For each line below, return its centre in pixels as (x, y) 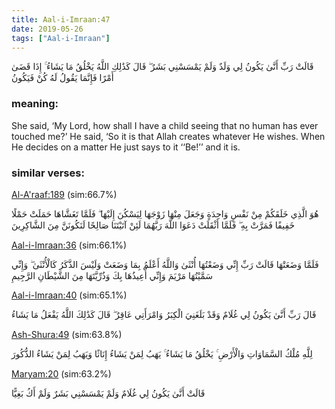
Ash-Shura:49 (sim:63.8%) (67, 334)
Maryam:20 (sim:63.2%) (61, 373)
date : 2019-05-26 (47, 29)
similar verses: (48, 173)
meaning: (35, 104)
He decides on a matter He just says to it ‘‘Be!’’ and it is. (126, 147)
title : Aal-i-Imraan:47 (61, 19)
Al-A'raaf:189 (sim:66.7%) (64, 194)
